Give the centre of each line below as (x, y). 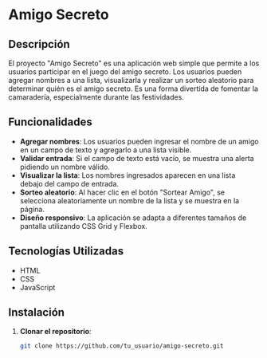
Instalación (37, 313)
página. (32, 209)
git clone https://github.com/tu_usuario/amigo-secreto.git (122, 346)
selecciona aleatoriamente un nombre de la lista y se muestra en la (130, 200)
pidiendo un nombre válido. (65, 167)
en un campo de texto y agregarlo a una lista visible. (106, 150)
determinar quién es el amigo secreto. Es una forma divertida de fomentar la (133, 89)
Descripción (39, 44)
